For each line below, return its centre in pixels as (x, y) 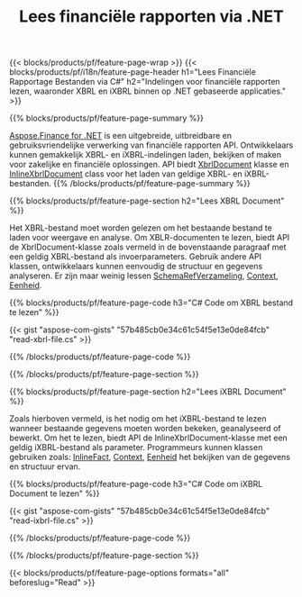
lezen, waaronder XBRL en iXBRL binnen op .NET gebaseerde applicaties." (148, 91)
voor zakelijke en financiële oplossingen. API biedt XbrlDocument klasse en (149, 165)
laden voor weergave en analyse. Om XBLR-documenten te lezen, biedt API (150, 238)
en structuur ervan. (45, 466)
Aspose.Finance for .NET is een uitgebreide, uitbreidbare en (121, 136)
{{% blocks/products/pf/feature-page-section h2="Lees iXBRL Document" (148, 392)
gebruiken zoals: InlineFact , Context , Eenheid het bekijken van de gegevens (150, 457)
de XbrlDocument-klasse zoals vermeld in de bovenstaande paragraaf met (148, 247)
